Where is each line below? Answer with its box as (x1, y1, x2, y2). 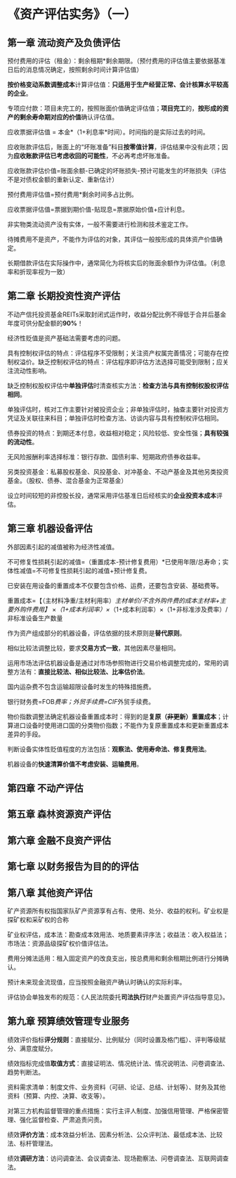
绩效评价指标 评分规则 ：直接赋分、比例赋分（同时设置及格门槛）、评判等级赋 (7, 1035, 226, 1044)
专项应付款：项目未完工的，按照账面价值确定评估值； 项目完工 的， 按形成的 (7, 104, 223, 113)
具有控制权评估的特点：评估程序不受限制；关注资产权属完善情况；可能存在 (7, 349, 223, 357)
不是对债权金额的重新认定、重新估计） (7, 175, 118, 184)
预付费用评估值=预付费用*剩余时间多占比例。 (7, 191, 138, 198)
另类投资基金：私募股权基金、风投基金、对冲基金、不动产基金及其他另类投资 (7, 467, 229, 475)
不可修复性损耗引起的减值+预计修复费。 (36, 566, 151, 575)
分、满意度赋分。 (7, 1044, 57, 1052)
